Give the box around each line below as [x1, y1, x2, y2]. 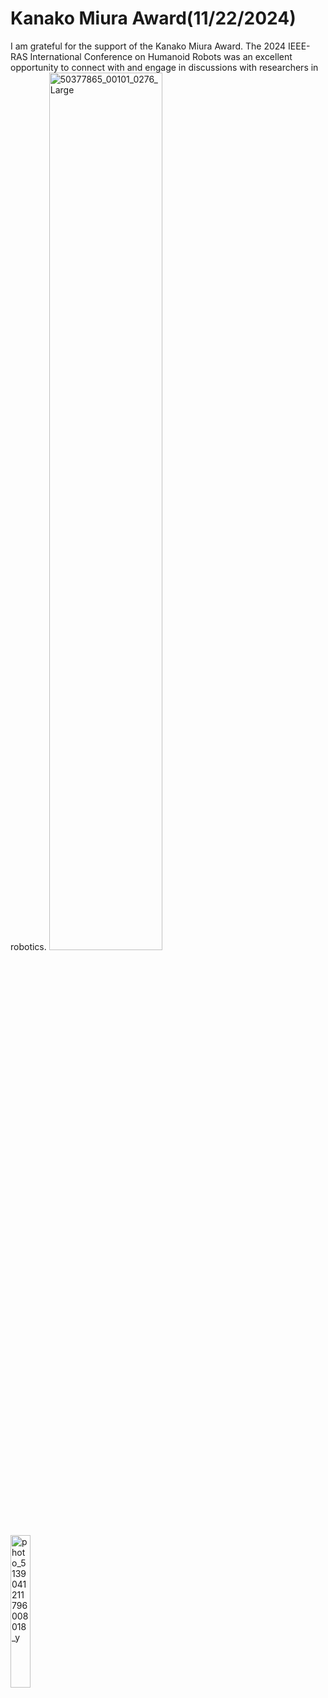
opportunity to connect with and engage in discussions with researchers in [10, 61, 319, 73]
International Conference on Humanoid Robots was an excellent [29, 50, 293, 62]
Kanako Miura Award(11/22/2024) [10, 7, 297, 30]
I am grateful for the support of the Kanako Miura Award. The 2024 [10, 40, 287, 52]
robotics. [10, 940, 47, 952]
